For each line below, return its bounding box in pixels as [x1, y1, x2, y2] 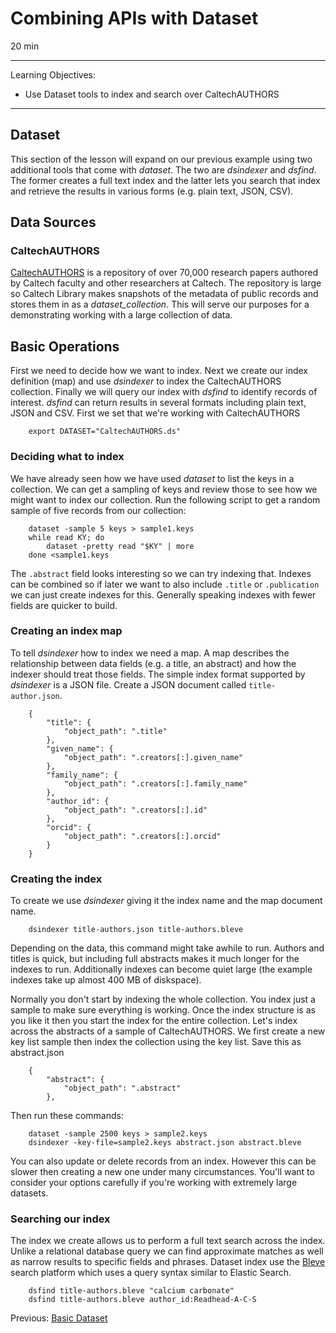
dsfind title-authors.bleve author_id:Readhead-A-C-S [28, 1295, 257, 1305]
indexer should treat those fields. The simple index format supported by [10, 668, 306, 680]
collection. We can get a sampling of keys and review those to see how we [10, 483, 318, 495]
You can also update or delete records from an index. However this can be [10, 1155, 317, 1167]
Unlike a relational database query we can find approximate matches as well [10, 1245, 324, 1257]
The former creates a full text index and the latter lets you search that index [10, 174, 321, 186]
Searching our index [10, 1212, 111, 1226]
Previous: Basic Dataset [10, 1312, 108, 1324]
